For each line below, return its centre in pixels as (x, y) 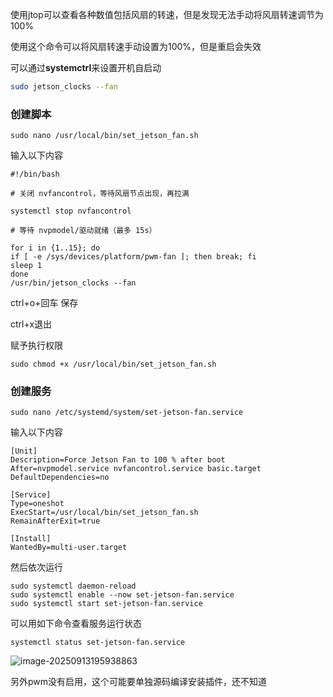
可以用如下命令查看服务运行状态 (76, 624)
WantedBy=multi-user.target (69, 548)
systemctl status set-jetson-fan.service (98, 643)
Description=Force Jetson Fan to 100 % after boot (118, 460)
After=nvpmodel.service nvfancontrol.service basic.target (136, 469)
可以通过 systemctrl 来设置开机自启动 (86, 67)
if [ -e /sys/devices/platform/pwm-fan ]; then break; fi (133, 257)
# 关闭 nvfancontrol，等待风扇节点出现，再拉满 (100, 194)
